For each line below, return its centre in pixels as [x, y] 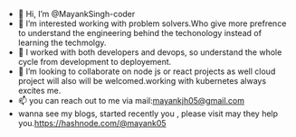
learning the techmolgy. [62, 42]
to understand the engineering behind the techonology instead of [140, 33]
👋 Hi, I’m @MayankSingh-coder [76, 14]
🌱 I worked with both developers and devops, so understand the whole [150, 52]
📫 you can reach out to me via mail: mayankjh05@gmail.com [131, 100]
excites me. [39, 91]
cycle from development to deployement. [95, 62]
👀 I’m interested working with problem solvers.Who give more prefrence [152, 23]
